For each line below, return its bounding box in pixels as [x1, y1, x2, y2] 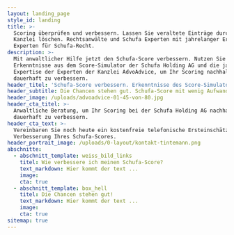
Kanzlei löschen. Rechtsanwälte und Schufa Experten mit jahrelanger [13, 36, 219, 43]
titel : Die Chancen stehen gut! [19, 191, 114, 198]
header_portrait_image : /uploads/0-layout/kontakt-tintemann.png [7, 140, 201, 147]
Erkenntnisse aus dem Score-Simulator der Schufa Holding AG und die [13, 62, 219, 69]
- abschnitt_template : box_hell [13, 185, 108, 192]
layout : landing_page [7, 10, 70, 17]
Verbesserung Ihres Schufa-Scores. [13, 133, 117, 140]
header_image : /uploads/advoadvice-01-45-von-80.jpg [7, 95, 164, 102]
